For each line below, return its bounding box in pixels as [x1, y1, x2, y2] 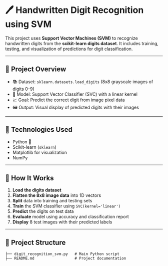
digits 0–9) [12, 86, 35, 92]
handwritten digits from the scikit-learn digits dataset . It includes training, [5, 40, 159, 46]
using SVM [5, 19, 51, 30]
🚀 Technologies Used [5, 125, 72, 134]
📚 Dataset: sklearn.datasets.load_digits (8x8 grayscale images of [12, 79, 153, 85]
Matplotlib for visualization [12, 149, 67, 155]
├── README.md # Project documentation [5, 256, 126, 261]
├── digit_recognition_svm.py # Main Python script [5, 251, 120, 256]
